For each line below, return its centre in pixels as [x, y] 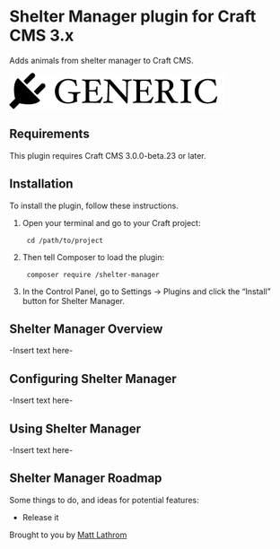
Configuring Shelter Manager [93, 379]
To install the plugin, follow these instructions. [94, 205]
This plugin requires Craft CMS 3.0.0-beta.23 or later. [108, 155]
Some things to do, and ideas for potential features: [104, 500]
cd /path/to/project [65, 240]
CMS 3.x [42, 35]
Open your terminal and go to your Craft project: [111, 222]
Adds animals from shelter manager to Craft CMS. [102, 60]
